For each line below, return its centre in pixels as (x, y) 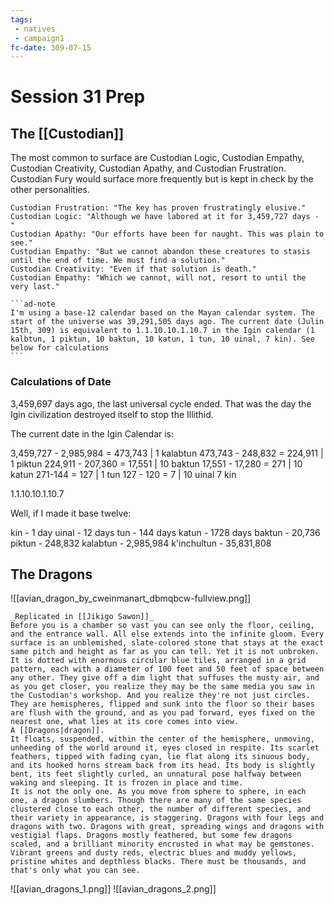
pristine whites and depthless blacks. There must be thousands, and (158, 862)
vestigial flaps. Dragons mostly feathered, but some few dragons (151, 836)
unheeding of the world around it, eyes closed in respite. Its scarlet (165, 748)
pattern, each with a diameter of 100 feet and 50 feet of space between (167, 669)
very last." (35, 287)
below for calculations (60, 348)
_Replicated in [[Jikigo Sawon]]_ (82, 617)
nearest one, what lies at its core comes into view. (125, 722)
